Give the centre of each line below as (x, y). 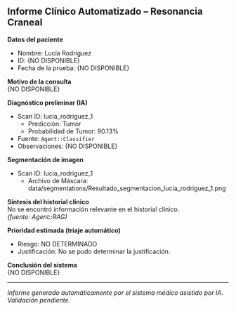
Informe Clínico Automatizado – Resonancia (105, 12)
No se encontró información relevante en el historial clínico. (93, 209)
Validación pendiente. (39, 300)
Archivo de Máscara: (58, 180)
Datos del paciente (35, 39)
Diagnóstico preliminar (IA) (47, 102)
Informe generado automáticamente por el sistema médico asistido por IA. (115, 292)
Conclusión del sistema (42, 265)
